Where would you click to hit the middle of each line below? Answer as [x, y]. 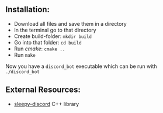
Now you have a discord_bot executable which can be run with [81, 66]
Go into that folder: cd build [48, 42]
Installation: [28, 10]
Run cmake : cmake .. [39, 49]
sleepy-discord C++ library [46, 104]
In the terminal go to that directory [55, 30]
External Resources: [43, 90]
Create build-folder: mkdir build [53, 36]
